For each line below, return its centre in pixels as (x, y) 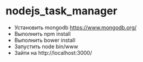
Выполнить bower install (45, 40)
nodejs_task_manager (61, 11)
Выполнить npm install (42, 33)
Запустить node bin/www (46, 46)
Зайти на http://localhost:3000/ (53, 52)
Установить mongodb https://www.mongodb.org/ (75, 27)
